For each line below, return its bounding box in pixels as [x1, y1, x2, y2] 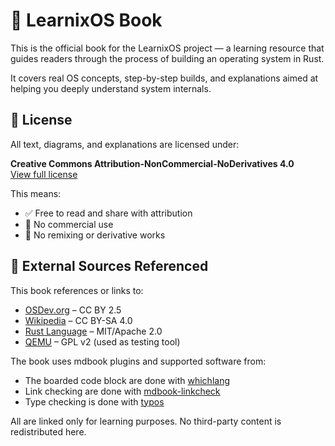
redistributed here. [10, 425, 87, 438]
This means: [10, 187, 62, 199]
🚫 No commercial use [24, 218, 114, 230]
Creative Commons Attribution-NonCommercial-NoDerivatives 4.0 [10, 157, 295, 169]
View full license [10, 168, 78, 180]
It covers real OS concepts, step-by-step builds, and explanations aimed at [10, 72, 319, 84]
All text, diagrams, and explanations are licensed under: [10, 138, 240, 150]
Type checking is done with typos [24, 395, 165, 408]
